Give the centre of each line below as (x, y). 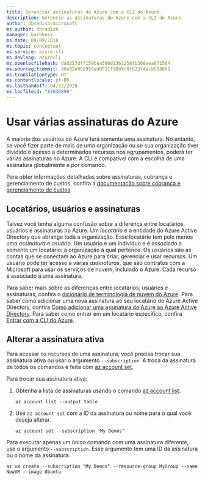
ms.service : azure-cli (35, 52)
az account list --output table (56, 402)
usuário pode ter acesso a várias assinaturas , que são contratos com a (95, 263)
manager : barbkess (30, 35)
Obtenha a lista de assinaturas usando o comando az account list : (98, 391)
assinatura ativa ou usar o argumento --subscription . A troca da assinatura (101, 360)
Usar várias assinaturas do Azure (92, 122)
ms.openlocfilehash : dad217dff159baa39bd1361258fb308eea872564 (88, 63)
